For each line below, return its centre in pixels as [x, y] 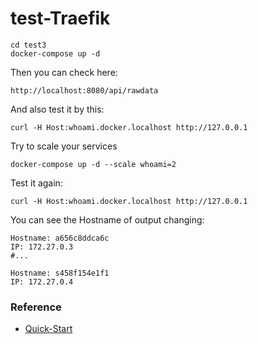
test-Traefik [60, 18]
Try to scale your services [64, 146]
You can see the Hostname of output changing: [107, 219]
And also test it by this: [57, 109]
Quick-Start [48, 329]
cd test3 [28, 45]
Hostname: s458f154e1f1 [60, 273]
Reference [36, 307]
